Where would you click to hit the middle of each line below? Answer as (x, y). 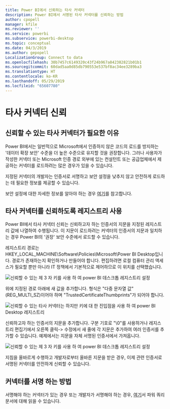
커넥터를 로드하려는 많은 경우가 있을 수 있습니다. (66, 165)
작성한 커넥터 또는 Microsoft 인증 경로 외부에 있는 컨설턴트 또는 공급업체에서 (81, 159)
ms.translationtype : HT (30, 72)
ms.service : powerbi (27, 34)
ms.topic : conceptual (28, 43)
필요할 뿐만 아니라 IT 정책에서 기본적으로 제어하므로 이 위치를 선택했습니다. (88, 267)
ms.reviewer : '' (22, 29)
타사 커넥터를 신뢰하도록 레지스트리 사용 (64, 211)
